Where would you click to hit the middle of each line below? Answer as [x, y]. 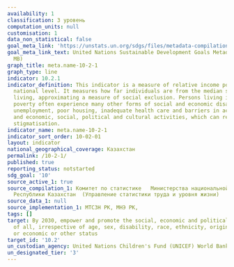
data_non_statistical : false [49, 40]
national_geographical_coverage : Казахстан [71, 149]
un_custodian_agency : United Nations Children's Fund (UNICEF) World [110, 246]
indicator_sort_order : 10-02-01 [54, 136]
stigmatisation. [37, 123]
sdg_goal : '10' [29, 175]
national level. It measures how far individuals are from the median [118, 91]
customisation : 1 [32, 33]
